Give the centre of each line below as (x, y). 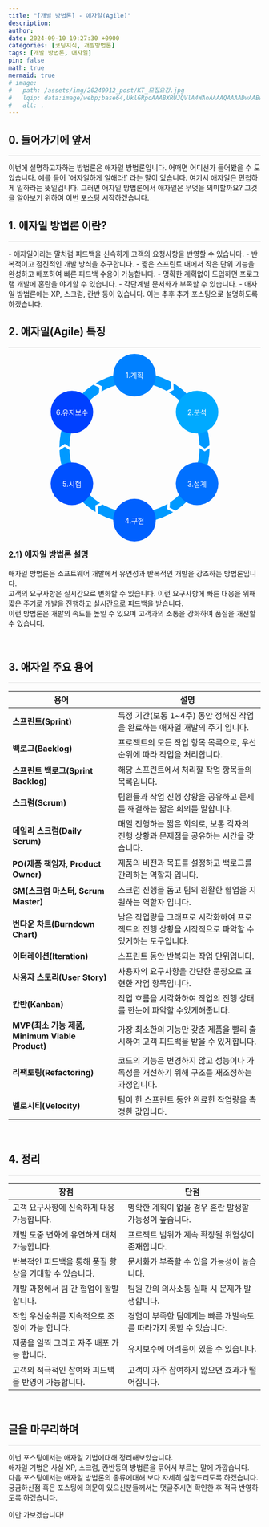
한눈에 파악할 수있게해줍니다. (179, 1010)
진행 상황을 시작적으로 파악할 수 (198, 929)
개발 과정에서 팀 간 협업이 (57, 1289)
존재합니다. (147, 1247)
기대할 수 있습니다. (62, 1274)
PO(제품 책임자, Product (57, 863)
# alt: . (26, 105)
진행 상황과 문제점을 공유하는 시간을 (182, 835)
